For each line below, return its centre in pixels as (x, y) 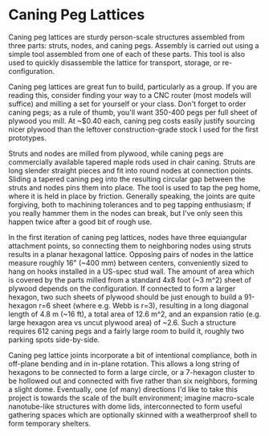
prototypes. (27, 137)
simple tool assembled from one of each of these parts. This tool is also (127, 54)
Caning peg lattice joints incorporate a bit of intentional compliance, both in (132, 355)
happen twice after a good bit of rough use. (80, 222)
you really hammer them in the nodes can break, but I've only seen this (126, 213)
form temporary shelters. (49, 423)
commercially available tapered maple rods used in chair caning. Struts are (132, 161)
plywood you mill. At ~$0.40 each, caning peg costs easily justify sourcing (132, 120)
